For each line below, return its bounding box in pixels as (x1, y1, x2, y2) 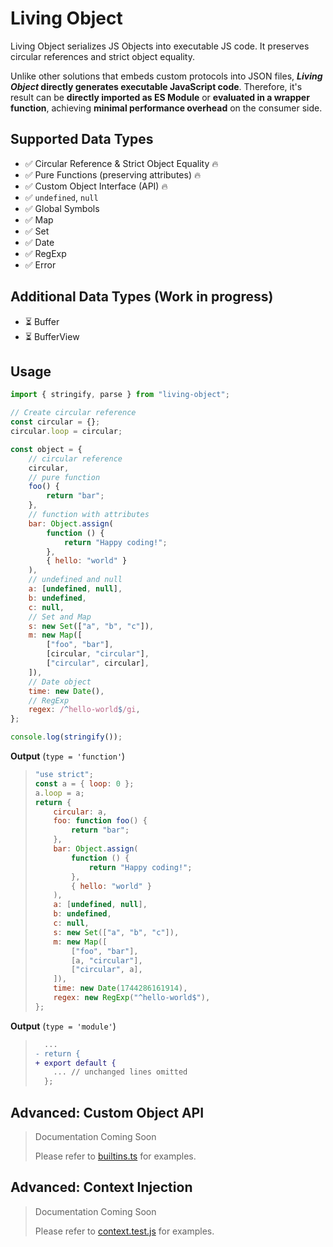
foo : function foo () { (53, 816, 148, 826)
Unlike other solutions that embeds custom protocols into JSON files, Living (10, 70, 323, 82)
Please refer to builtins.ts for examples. (34, 1150, 197, 1162)
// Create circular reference (10, 408, 137, 418)
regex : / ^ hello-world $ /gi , (28, 705, 141, 715)
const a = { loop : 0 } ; (34, 778, 135, 789)
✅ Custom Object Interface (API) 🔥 (24, 180, 168, 192)
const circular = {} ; (10, 417, 101, 427)
